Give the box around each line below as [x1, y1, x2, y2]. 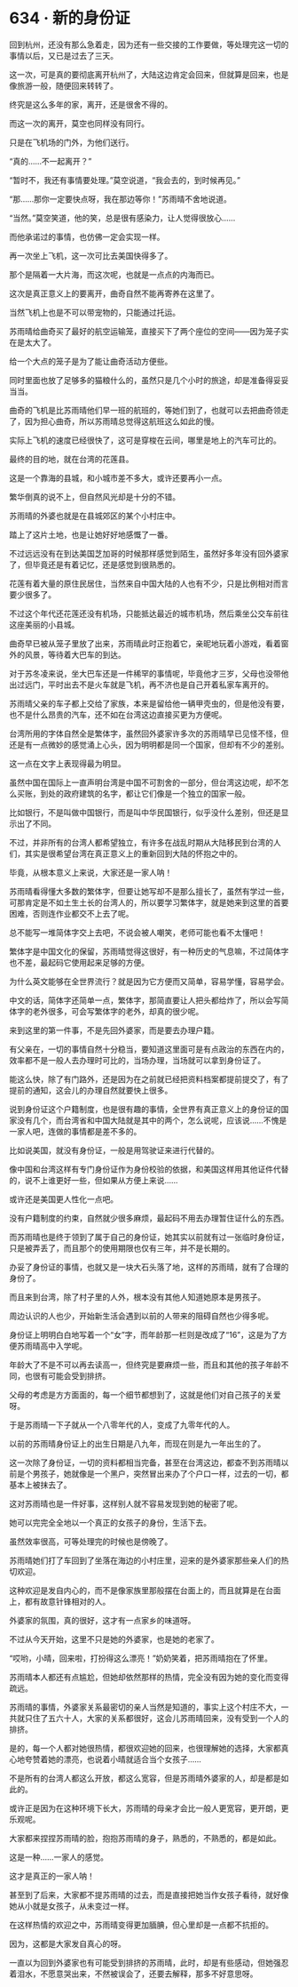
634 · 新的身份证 [9, 8, 130, 28]
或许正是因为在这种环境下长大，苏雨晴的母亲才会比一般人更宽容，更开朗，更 [9, 1802, 289, 1814]
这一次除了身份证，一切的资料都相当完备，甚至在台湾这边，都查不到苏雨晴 [9, 1457, 281, 1468]
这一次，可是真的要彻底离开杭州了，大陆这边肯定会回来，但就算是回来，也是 [9, 68, 289, 80]
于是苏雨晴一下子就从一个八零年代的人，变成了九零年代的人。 [9, 1419, 235, 1430]
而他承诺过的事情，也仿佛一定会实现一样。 [9, 231, 165, 242]
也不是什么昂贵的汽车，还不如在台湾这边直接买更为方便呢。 [9, 709, 227, 720]
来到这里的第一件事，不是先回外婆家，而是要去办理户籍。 [9, 1024, 219, 1036]
